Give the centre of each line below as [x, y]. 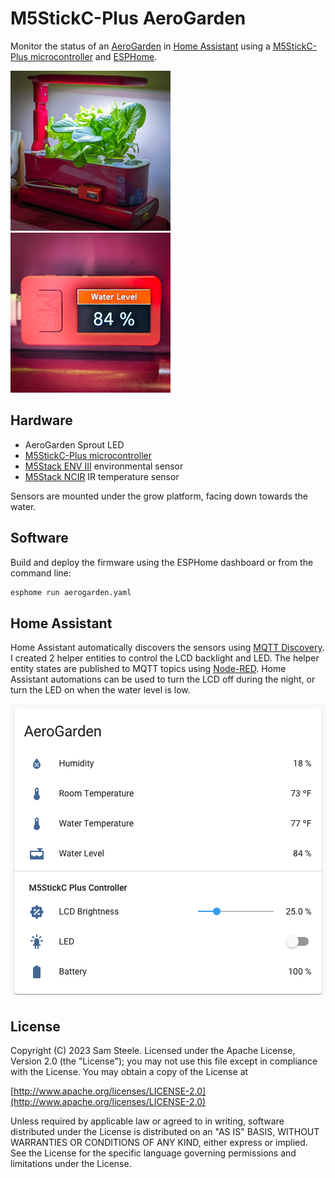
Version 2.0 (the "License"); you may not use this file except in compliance [164, 1061]
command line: [41, 573]
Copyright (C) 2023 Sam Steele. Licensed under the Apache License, [153, 1051]
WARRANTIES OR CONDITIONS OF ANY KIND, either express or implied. [159, 1143]
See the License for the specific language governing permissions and [153, 1153]
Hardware [41, 420]
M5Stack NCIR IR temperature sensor [102, 476]
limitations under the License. [71, 1164]
